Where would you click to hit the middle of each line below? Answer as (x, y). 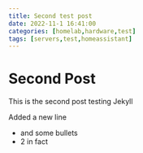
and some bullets (49, 133)
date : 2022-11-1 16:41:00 (52, 24)
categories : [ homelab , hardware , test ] (72, 31)
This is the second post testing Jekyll (71, 102)
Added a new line (38, 117)
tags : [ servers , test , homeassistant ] (70, 39)
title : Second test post (50, 16)
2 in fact (34, 142)
